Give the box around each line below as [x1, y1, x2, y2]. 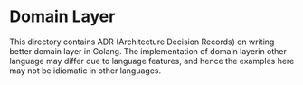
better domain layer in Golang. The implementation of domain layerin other [9, 45, 288, 56]
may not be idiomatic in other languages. [9, 65, 162, 76]
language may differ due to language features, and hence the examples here [9, 55, 295, 66]
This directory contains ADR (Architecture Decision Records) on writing [9, 36, 275, 47]
